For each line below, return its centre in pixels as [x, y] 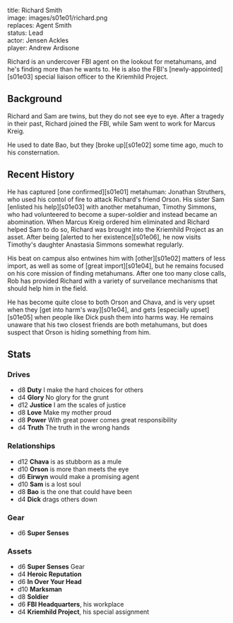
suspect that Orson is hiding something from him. [79, 332]
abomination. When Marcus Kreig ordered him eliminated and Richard [108, 222]
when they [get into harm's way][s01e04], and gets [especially [98, 309]
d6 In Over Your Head [50, 582]
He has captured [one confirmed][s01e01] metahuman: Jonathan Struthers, [116, 191]
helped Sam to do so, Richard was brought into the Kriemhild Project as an [115, 229]
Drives [19, 374]
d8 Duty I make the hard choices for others [80, 390]
